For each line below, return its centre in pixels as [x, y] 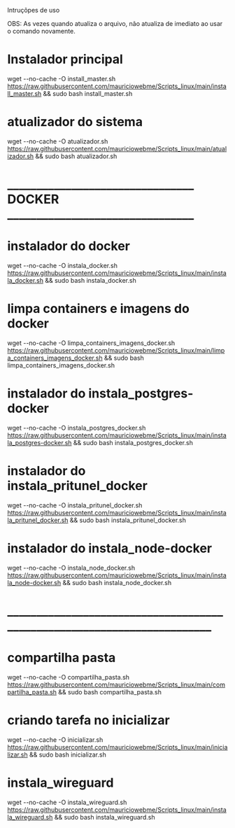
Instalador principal [65, 59]
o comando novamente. [41, 31]
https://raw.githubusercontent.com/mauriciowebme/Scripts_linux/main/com [116, 685]
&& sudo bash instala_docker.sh [91, 280]
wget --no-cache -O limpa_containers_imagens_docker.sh [91, 343]
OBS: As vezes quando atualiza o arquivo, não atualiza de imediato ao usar [115, 23]
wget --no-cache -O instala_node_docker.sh [71, 568]
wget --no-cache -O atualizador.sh [58, 141]
